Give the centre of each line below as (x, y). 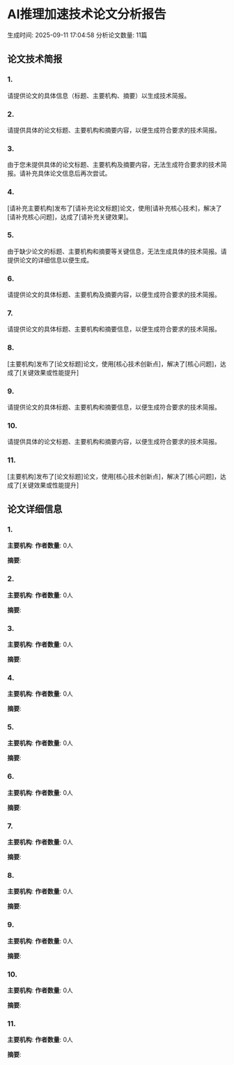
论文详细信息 (35, 509)
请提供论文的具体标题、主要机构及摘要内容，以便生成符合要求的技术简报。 (114, 295)
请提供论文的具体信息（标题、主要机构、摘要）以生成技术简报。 (99, 96)
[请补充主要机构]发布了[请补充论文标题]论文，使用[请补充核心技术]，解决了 (115, 208)
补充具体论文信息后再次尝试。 (68, 173)
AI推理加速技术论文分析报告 (87, 14)
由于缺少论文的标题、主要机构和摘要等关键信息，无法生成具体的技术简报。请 (117, 251)
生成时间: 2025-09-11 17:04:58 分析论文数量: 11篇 (77, 35)
